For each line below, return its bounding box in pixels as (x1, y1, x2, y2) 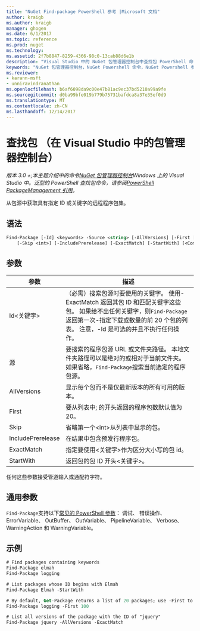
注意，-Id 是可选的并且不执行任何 (79, 324, 174, 333)
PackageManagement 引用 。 (6, 187, 78, 194)
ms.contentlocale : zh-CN (6, 103, 68, 109)
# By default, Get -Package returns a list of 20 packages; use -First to (6, 598, 193, 604)
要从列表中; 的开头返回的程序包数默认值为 (65, 403, 183, 412)
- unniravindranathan (6, 81, 60, 87)
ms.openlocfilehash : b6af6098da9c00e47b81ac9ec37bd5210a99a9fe (6, 86, 167, 92)
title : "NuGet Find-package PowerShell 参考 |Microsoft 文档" (6, 8, 160, 15)
